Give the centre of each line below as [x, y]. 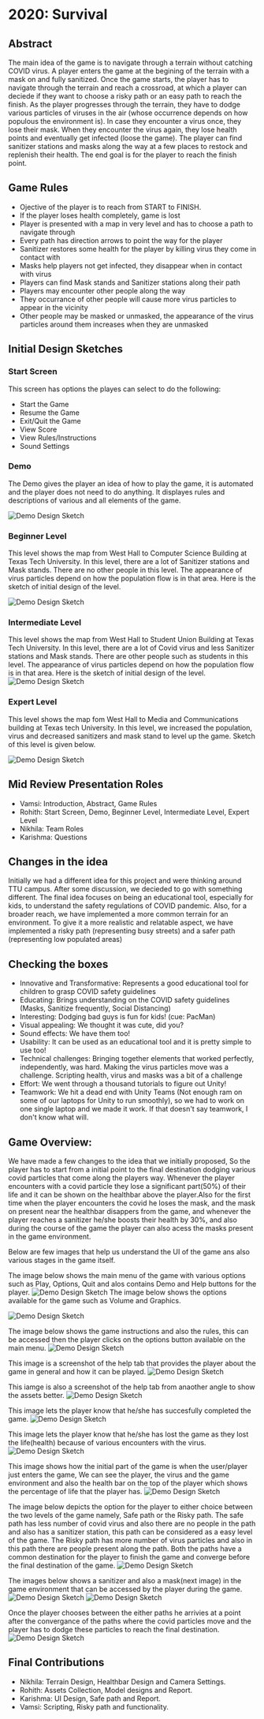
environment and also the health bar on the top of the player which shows [128, 1483]
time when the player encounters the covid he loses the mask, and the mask [132, 1203]
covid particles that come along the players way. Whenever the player [121, 1178]
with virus [35, 274]
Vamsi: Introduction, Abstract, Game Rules [88, 803]
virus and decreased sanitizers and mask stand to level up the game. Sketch [132, 736]
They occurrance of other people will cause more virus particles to [128, 299]
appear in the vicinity [54, 307]
